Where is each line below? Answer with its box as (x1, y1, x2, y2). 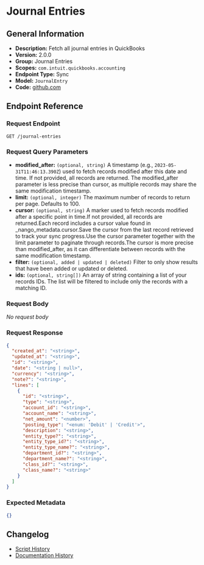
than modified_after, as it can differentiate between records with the (15, 245, 186, 252)
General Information (6, 29, 85, 39)
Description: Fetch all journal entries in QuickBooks (15, 44, 145, 52)
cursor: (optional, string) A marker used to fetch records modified (15, 206, 189, 214)
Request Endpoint (6, 119, 60, 128)
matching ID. (15, 284, 47, 291)
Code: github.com (15, 84, 61, 91)
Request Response (6, 329, 63, 337)
